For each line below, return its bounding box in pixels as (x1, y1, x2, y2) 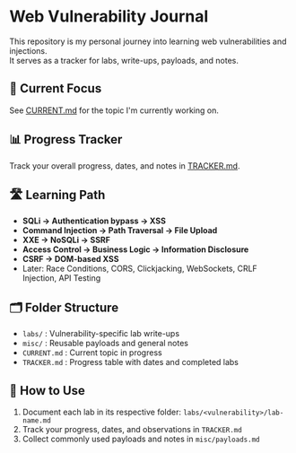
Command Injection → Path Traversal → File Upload (22, 225, 218, 236)
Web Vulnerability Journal (9, 6, 209, 27)
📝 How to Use (9, 383, 85, 398)
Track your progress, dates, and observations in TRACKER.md (22, 424, 242, 434)
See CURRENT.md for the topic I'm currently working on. (9, 105, 220, 116)
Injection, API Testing (22, 273, 101, 283)
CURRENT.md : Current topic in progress (22, 347, 163, 358)
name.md (22, 416, 51, 425)
